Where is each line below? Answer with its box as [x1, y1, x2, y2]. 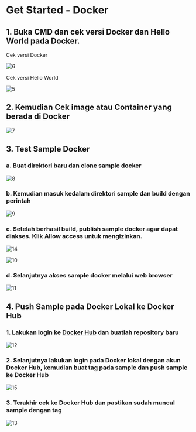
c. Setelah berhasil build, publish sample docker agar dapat [6, 225, 178, 233]
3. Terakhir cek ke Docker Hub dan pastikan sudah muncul [6, 399, 176, 407]
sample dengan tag [6, 406, 62, 414]
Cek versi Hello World [6, 74, 59, 81]
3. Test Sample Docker [6, 144, 90, 154]
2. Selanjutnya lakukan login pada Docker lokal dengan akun [6, 356, 181, 364]
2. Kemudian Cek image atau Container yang [6, 102, 173, 112]
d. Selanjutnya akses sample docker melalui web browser [6, 272, 173, 280]
